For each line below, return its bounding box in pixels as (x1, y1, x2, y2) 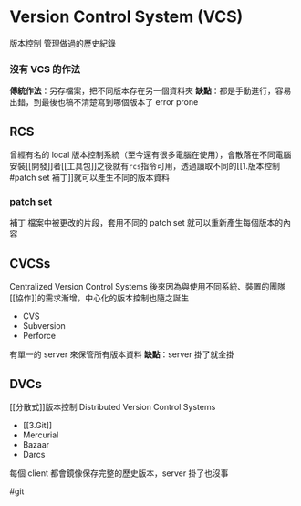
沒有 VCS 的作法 (9, 62, 80, 75)
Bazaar (22, 438, 50, 449)
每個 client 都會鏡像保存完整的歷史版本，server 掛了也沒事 (9, 468, 229, 479)
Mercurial (22, 429, 59, 440)
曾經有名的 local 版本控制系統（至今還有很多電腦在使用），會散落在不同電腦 (9, 149, 292, 161)
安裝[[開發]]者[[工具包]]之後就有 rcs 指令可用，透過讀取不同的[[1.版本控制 (9, 161, 281, 172)
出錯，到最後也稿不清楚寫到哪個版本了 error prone (9, 97, 199, 108)
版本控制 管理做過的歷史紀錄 (9, 37, 116, 48)
